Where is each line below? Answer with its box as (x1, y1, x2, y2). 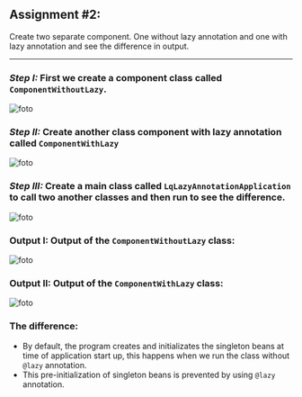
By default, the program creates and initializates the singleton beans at (22, 340, 285, 351)
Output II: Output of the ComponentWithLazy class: (9, 276, 224, 289)
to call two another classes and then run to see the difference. (9, 191, 286, 203)
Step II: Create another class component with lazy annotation (9, 126, 282, 139)
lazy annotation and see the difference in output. (9, 41, 190, 51)
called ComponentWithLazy (9, 137, 120, 149)
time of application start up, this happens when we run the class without (22, 350, 290, 361)
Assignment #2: (9, 7, 102, 23)
